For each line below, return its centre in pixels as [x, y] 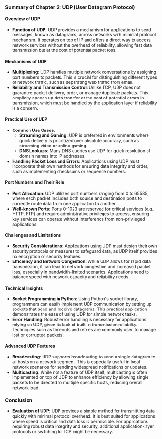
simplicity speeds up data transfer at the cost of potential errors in [78, 98]
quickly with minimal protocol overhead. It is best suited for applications [84, 416]
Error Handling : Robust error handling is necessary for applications [79, 320]
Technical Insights [24, 288]
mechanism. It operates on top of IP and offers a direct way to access [81, 40]
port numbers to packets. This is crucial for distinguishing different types [84, 77]
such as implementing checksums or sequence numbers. [69, 171]
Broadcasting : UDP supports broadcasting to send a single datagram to [84, 357]
